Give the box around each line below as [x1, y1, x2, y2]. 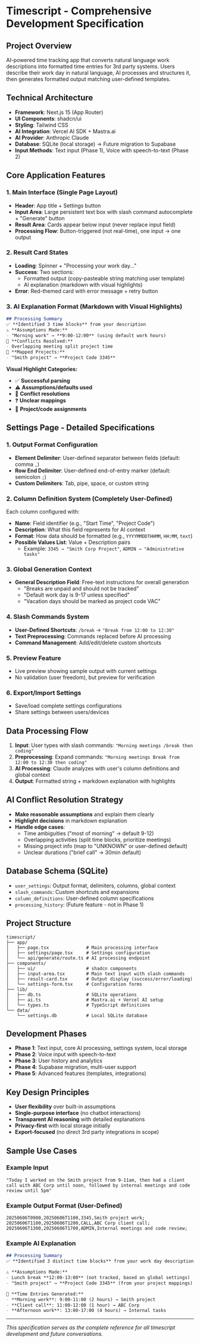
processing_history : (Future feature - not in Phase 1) [14, 901, 144, 908]
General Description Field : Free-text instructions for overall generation [14, 579, 189, 586]
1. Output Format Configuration [6, 441, 98, 449]
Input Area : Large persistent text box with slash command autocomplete [14, 208, 193, 216]
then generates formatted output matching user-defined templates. [6, 76, 171, 82]
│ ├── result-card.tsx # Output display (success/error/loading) [6, 976, 193, 982]
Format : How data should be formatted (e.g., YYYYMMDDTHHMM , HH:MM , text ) [14, 533, 193, 540]
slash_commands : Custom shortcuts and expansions [14, 888, 139, 895]
